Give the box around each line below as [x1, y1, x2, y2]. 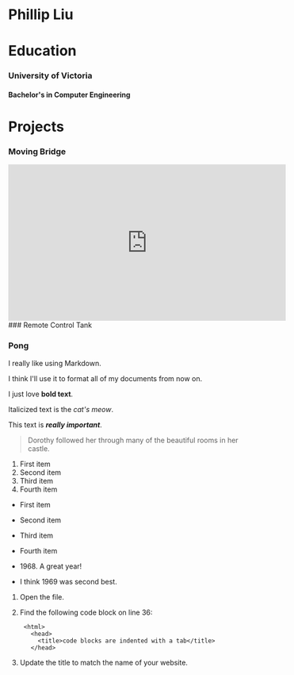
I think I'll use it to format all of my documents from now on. [8, 373, 203, 383]
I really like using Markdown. [8, 358, 101, 368]
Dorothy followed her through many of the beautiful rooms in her [27, 435, 239, 445]
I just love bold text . [8, 389, 74, 399]
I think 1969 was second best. [19, 577, 117, 586]
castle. [27, 443, 50, 453]
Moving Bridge [8, 146, 67, 156]
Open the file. [19, 592, 65, 601]
